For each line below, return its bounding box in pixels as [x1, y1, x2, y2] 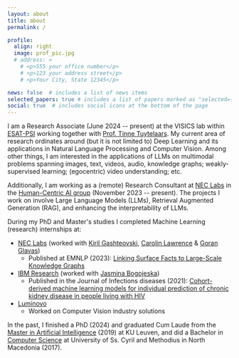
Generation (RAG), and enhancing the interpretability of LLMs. [7, 204, 189, 212]
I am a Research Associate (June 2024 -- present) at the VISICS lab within [7, 122, 225, 130]
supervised [7, 167, 41, 176]
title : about [7, 17, 46, 24]
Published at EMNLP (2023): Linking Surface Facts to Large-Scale [28, 254, 223, 263]
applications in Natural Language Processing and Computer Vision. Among [7, 144, 226, 153]
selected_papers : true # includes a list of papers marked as [7, 95, 196, 103]
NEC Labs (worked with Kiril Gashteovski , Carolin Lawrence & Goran [17, 239, 218, 248]
